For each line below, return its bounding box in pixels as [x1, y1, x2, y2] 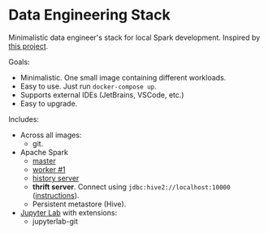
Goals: [8, 57, 30, 67]
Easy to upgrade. [19, 98, 78, 108]
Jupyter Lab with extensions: [19, 207, 118, 217]
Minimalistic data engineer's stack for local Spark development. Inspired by [8, 32, 261, 42]
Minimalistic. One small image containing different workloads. [19, 72, 227, 82]
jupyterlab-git [32, 216, 79, 226]
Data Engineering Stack [8, 6, 171, 24]
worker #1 [32, 164, 66, 174]
